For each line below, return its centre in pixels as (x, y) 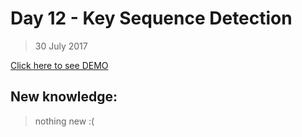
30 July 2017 (61, 46)
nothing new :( (64, 121)
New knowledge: (64, 97)
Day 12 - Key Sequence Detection (151, 18)
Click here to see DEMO (59, 65)
